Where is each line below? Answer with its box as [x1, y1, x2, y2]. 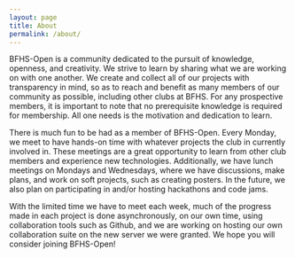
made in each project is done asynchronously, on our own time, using [9, 210, 263, 222]
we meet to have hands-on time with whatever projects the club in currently [9, 137, 286, 147]
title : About [9, 21, 58, 30]
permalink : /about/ [9, 29, 82, 38]
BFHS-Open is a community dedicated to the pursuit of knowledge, [9, 54, 255, 65]
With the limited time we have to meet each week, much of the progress [9, 201, 272, 212]
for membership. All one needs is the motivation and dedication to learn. [9, 110, 273, 121]
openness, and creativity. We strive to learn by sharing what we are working [9, 63, 287, 74]
